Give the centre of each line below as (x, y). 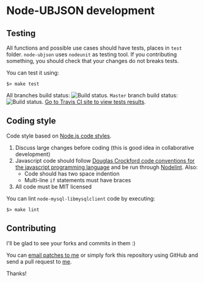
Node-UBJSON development (81, 11)
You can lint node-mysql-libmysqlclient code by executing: (81, 198)
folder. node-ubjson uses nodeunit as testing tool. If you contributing (92, 54)
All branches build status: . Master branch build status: (92, 95)
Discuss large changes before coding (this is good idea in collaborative (104, 147)
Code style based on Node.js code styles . (59, 136)
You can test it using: (33, 73)
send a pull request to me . (39, 261)
